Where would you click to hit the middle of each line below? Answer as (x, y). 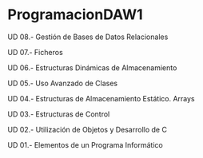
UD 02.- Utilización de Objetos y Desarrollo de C (87, 129)
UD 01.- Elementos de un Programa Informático (85, 144)
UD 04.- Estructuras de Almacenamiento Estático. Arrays (101, 98)
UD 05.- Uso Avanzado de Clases (63, 83)
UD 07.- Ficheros (35, 52)
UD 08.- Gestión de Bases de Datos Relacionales (88, 37)
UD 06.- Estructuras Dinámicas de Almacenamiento (92, 67)
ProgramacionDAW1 (75, 15)
